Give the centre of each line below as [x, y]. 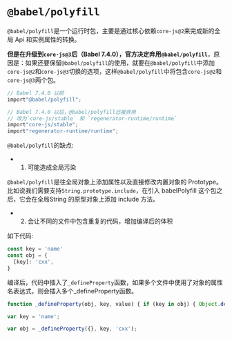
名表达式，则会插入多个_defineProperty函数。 [72, 291]
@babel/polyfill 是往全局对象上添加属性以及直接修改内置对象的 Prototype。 [115, 182]
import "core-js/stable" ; [43, 125]
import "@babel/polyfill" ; [44, 99]
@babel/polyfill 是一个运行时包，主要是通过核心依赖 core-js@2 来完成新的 [111, 30]
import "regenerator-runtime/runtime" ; [63, 131]
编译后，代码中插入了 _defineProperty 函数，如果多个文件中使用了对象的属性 [115, 282]
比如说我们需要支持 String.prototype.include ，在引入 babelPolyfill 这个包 [112, 191]
